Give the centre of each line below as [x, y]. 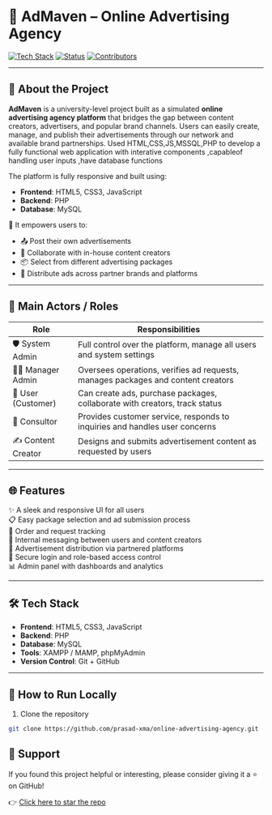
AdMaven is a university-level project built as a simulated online [116, 109]
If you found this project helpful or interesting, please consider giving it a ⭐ [133, 774]
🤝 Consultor [35, 421]
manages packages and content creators [156, 380]
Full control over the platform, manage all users [167, 345]
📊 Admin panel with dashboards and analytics [86, 566]
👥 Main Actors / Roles [64, 307]
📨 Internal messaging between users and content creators [105, 540]
